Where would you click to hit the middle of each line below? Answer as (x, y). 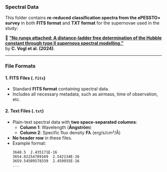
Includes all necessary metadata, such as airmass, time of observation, (85, 94)
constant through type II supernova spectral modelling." (64, 43)
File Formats (20, 66)
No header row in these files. (42, 138)
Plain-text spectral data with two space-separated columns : (75, 122)
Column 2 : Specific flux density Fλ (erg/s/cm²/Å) (70, 132)
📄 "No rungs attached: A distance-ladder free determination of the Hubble (83, 38)
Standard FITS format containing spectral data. (61, 89)
